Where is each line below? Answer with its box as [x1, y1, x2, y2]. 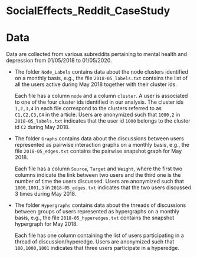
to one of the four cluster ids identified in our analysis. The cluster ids [14, 98, 184, 106]
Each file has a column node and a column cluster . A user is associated [14, 93, 188, 100]
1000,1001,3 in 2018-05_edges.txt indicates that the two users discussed [14, 184, 192, 191]
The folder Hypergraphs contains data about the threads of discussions [14, 202, 186, 209]
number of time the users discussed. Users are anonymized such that [14, 178, 184, 185]
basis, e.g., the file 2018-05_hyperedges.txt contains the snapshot [14, 214, 175, 222]
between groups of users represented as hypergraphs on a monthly [14, 208, 180, 215]
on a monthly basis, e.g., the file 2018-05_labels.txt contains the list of [14, 75, 188, 82]
